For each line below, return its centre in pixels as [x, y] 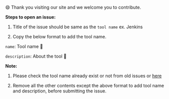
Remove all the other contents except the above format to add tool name [88, 86]
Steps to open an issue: [30, 17]
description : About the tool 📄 [36, 56]
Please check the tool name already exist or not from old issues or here [87, 76]
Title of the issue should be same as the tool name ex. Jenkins [78, 27]
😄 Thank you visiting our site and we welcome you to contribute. [73, 7]
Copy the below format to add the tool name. [59, 37]
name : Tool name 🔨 [24, 46]
